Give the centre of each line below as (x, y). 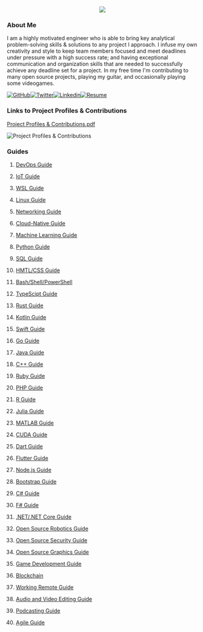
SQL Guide (29, 259)
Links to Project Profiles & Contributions (67, 111)
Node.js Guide (34, 470)
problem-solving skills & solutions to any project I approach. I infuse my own (102, 45)
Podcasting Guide (38, 611)
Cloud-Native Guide (41, 224)
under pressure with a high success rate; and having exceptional (88, 58)
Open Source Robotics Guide (52, 529)
